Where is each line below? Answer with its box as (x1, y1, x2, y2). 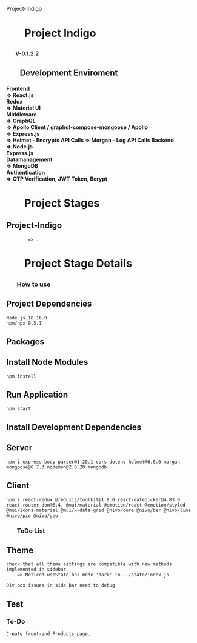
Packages (6, 336, 44, 347)
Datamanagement (6, 156, 53, 163)
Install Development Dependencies (6, 422, 141, 432)
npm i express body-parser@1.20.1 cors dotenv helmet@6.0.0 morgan (6, 459, 181, 465)
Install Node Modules (6, 357, 88, 367)
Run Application (6, 390, 68, 400)
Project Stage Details (24, 256, 132, 270)
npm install (6, 373, 36, 379)
